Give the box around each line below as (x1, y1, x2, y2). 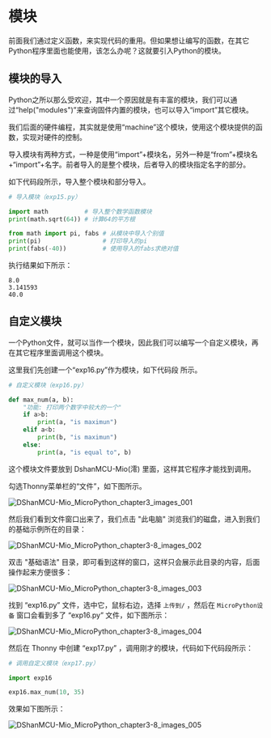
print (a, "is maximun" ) (37, 418, 117, 426)
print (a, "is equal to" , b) (37, 448, 132, 456)
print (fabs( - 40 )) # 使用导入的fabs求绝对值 (8, 244, 180, 253)
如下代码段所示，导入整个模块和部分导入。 (8, 176, 150, 186)
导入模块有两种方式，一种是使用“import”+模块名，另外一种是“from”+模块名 (8, 149, 258, 159)
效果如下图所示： (8, 704, 66, 714)
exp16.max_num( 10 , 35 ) (8, 689, 85, 697)
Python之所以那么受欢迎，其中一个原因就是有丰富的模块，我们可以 (8, 95, 231, 104)
